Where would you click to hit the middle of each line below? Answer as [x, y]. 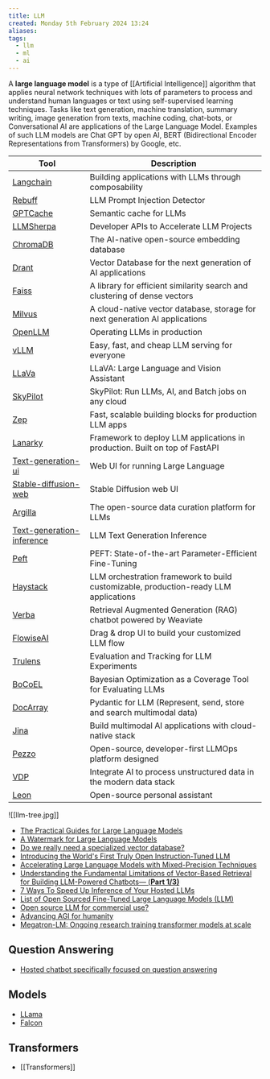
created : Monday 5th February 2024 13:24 [79, 23]
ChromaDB [33, 244]
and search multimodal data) [144, 712]
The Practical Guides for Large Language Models [101, 830]
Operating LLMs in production [146, 332]
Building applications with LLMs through [165, 176]
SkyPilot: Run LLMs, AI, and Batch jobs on [168, 391]
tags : [17, 38]
